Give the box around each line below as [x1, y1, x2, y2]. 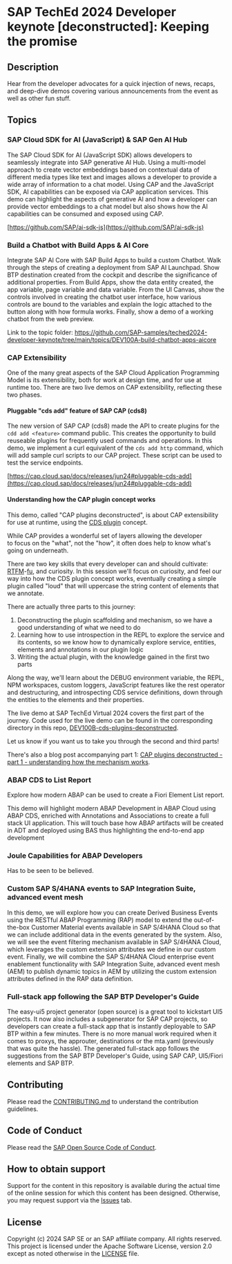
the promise [7, 34, 78, 49]
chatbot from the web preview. [7, 314, 95, 323]
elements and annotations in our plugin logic [17, 645, 144, 653]
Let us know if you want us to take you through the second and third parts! [7, 737, 220, 745]
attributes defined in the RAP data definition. [7, 974, 133, 983]
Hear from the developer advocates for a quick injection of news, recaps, [7, 80, 215, 87]
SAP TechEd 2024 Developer [7, 4, 177, 20]
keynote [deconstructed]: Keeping [7, 19, 209, 35]
